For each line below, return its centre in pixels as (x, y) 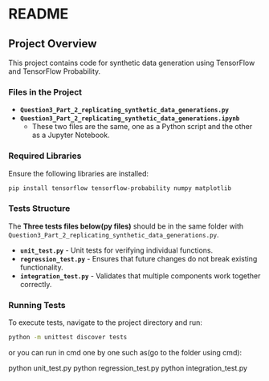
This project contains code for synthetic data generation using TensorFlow (132, 63)
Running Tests (37, 305)
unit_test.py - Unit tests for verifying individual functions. (116, 250)
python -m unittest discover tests (68, 338)
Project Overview (53, 44)
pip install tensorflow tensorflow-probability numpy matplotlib (120, 188)
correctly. (36, 284)
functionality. (41, 267)
